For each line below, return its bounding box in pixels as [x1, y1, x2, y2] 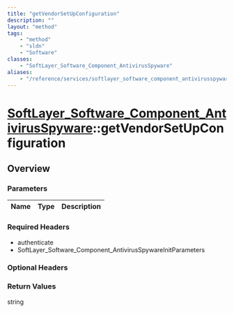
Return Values [7, 282, 56, 291]
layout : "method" [7, 23, 58, 30]
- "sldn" [19, 43, 45, 50]
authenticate [17, 238, 54, 247]
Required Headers [7, 222, 70, 232]
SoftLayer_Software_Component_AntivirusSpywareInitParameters [17, 245, 205, 254]
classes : [7, 56, 33, 63]
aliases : [7, 68, 33, 75]
